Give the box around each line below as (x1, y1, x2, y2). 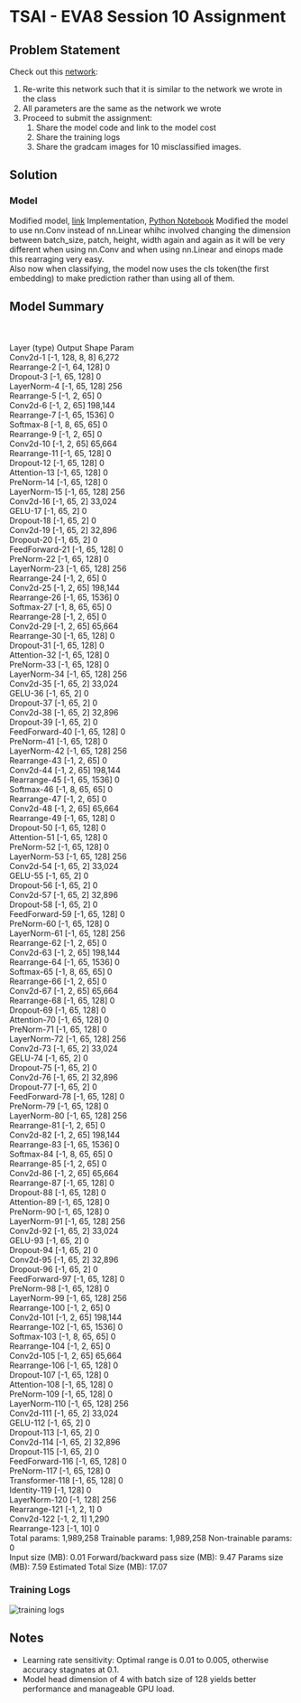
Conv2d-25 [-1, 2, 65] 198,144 (9, 582, 120, 593)
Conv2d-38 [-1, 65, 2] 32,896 (9, 706, 119, 717)
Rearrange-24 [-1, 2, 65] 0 (9, 572, 107, 584)
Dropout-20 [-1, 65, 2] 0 (9, 534, 98, 545)
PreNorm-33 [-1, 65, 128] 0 (9, 659, 110, 669)
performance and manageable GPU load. (22, 1683, 176, 1694)
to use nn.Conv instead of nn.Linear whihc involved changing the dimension (9, 224, 291, 236)
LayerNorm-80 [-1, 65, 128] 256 (9, 1109, 128, 1121)
